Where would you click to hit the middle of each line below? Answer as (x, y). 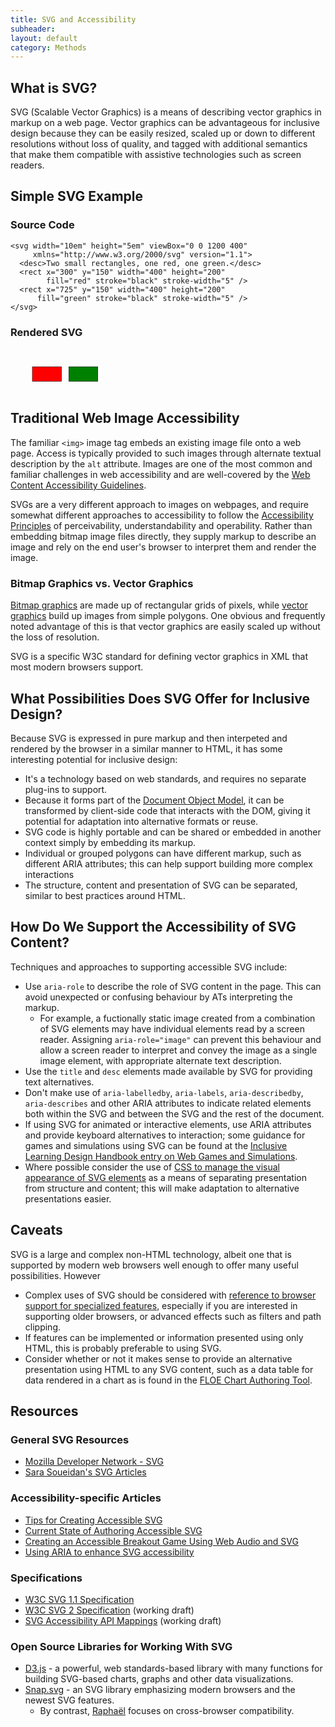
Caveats (36, 1230)
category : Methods (48, 47)
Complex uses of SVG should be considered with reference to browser (170, 1295)
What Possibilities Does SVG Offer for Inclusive (160, 698)
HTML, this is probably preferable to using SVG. (123, 1348)
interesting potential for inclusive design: (94, 759)
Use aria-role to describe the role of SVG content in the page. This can (173, 986)
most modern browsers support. (77, 667)
